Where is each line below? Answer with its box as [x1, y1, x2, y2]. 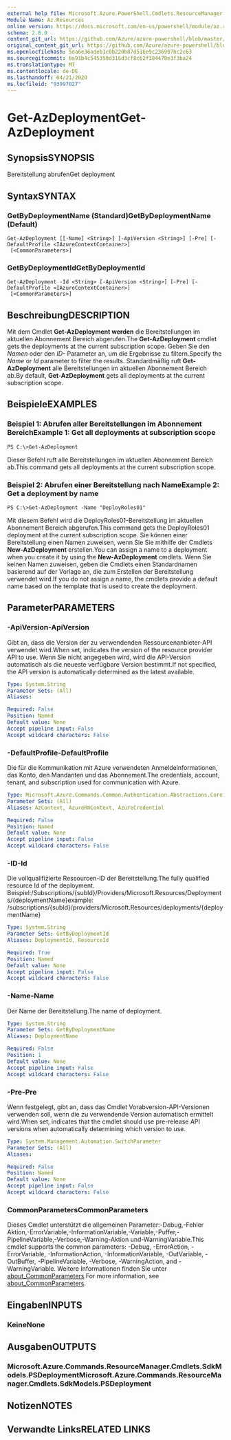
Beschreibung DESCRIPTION [7, 309, 131, 321]
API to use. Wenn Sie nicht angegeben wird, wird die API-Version [7, 653, 191, 661]
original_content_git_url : [7, 42, 85, 49]
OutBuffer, [7, 1257, 36, 1266]
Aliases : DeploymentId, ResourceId [7, 937, 109, 944]
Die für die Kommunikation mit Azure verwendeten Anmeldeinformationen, [7, 764, 218, 772]
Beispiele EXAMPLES [7, 398, 98, 410]
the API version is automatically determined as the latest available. [7, 667, 195, 676]
